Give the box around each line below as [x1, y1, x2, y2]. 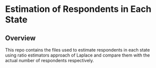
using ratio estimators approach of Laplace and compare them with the [5, 52, 150, 58]
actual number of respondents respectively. [5, 58, 94, 63]
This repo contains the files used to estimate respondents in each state [5, 47, 150, 53]
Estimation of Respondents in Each [5, 3, 152, 15]
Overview [5, 34, 36, 42]
